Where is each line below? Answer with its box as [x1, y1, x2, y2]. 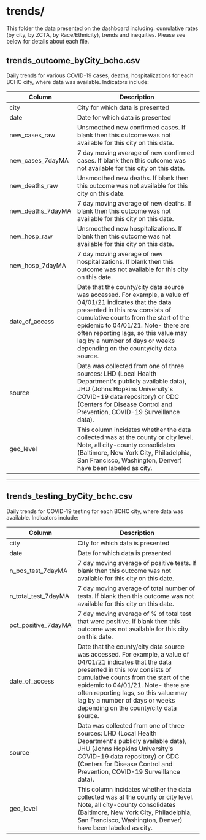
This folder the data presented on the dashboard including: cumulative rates [6, 25, 199, 32]
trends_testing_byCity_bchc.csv [6, 491, 133, 501]
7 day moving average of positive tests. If [77, 558, 197, 567]
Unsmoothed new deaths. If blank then [77, 174, 189, 182]
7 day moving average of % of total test [77, 609, 191, 618]
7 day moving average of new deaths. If [77, 199, 192, 207]
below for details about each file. [6, 37, 90, 45]
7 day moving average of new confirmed [77, 148, 194, 157]
